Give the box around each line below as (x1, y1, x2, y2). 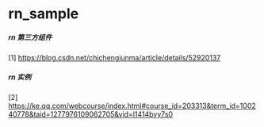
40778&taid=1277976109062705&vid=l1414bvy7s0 (8, 110, 173, 119)
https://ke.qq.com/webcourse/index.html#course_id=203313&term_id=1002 (8, 101, 256, 111)
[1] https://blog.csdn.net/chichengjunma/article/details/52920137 (8, 53, 221, 63)
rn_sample (8, 5, 79, 23)
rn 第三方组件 (8, 33, 52, 42)
